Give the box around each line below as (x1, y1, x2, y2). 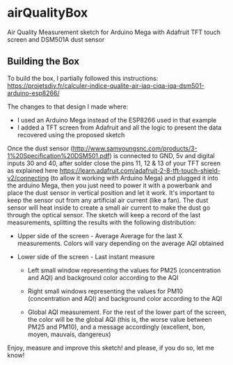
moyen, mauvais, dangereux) (27, 329, 111, 339)
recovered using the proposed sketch (17, 130, 125, 139)
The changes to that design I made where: (7, 102, 129, 111)
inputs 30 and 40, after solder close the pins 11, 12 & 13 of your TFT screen (7, 159, 221, 167)
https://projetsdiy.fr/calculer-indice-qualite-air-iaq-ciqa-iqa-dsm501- (7, 81, 205, 90)
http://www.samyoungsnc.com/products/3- (72, 144, 198, 153)
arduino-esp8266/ (7, 88, 60, 97)
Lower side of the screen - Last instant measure (17, 252, 155, 261)
